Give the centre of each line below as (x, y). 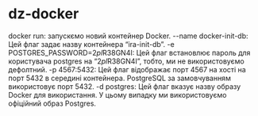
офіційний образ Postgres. (52, 103)
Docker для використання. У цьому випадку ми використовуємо (117, 95)
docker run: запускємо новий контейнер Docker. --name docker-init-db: (128, 36)
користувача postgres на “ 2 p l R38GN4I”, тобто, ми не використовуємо (126, 61)
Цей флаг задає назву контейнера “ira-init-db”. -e (91, 44)
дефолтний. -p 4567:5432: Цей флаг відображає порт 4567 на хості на (127, 69)
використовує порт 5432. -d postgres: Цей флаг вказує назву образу (125, 86)
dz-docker (44, 14)
